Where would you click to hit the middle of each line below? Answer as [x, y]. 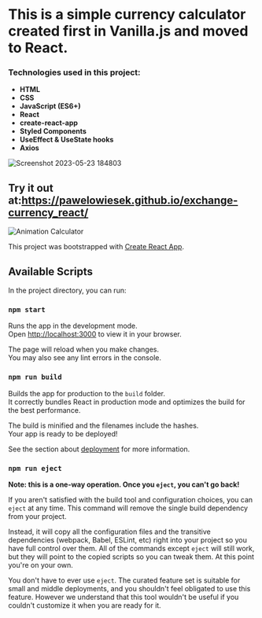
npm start [27, 310]
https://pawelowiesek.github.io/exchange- [129, 200]
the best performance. [44, 410]
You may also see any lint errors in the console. [85, 358]
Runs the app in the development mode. [73, 326]
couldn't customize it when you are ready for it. [85, 605]
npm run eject [35, 468]
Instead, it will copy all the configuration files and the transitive [109, 532]
